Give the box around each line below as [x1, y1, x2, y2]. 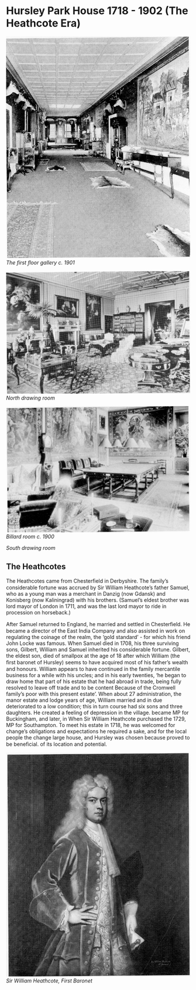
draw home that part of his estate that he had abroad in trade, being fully [6, 678, 181, 685]
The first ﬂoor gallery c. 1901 [6, 259, 75, 266]
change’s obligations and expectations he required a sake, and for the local [6, 728, 187, 735]
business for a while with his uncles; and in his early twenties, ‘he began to [6, 672, 187, 679]
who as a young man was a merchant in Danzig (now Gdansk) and [6, 590, 166, 597]
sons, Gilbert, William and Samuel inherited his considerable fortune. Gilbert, [6, 646, 190, 653]
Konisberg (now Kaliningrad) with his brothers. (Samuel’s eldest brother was [6, 597, 190, 604]
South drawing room [6, 545, 56, 552]
